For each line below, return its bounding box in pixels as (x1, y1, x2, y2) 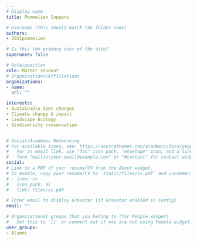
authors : (6, 30, 28, 36)
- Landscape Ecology (6, 116, 57, 122)
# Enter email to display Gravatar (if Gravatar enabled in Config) (6, 197, 177, 203)
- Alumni (6, 230, 28, 236)
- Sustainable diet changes (6, 106, 75, 112)
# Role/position (6, 62, 46, 68)
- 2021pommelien (6, 36, 46, 42)
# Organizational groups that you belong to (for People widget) (6, 214, 169, 220)
